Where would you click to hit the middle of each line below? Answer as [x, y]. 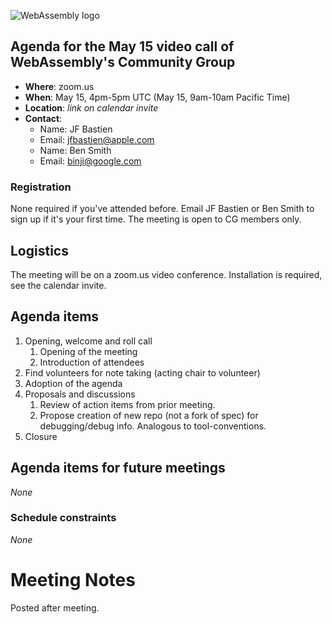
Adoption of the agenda [73, 383]
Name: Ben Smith [75, 150]
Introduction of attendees [92, 362]
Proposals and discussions [80, 394]
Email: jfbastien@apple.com [97, 139]
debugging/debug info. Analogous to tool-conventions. [153, 426]
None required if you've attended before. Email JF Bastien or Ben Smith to [162, 209]
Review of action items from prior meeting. [127, 404]
